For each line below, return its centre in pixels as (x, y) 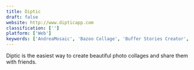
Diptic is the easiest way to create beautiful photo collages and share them (97, 56)
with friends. (22, 62)
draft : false (22, 17)
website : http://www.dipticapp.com (50, 22)
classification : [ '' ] (33, 28)
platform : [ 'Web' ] (29, 34)
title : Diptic (24, 11)
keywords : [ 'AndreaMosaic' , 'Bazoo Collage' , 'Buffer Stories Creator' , (98, 39)
